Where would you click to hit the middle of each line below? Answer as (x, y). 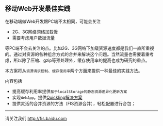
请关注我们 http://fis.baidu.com (36, 118)
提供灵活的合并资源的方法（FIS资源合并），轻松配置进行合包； (74, 103)
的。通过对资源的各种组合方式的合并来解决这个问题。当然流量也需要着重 (77, 54)
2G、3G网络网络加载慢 (35, 32)
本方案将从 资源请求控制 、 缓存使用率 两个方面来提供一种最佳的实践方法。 (74, 71)
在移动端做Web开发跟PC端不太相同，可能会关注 (53, 21)
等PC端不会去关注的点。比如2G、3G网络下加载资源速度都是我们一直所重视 (80, 48)
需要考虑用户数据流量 (33, 37)
